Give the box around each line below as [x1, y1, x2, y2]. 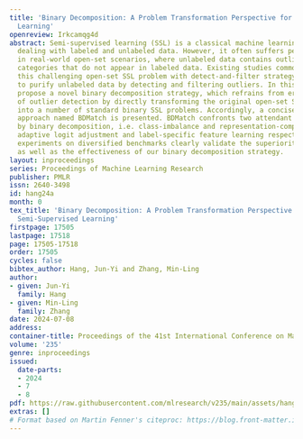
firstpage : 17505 [9, 223, 75, 232]
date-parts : [17, 365, 63, 374]
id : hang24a [9, 189, 54, 198]
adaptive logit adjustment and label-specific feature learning [17, 131, 264, 140]
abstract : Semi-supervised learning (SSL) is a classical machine [9, 38, 264, 48]
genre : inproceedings [9, 348, 91, 357]
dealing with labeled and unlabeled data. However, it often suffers [17, 47, 284, 56]
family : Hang [17, 289, 67, 298]
